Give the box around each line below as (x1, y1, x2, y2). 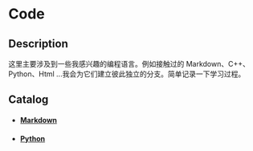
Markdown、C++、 (186, 59, 251, 68)
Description (8, 37, 68, 51)
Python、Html (8, 69, 55, 79)
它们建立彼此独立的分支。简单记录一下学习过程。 (83, 69, 246, 79)
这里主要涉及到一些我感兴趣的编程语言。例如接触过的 (8, 59, 185, 68)
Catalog (8, 93, 49, 107)
